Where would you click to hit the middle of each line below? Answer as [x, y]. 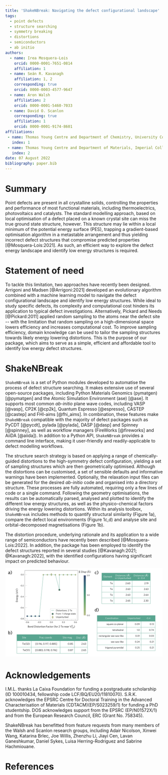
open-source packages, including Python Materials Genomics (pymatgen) [81, 393]
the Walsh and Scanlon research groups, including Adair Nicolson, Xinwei [81, 730]
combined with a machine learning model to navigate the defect [71, 295]
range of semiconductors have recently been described [62, 539]
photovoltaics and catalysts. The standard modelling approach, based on [80, 213]
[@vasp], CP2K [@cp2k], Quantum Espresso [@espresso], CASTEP [75, 409]
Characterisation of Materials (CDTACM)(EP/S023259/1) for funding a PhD [82, 705]
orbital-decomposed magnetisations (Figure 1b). [55, 524]
